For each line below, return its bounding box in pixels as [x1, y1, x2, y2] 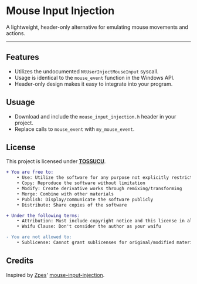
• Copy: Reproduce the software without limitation [16, 180, 145, 186]
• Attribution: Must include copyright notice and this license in [16, 218, 185, 224]
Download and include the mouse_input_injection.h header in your [14, 113, 176, 120]
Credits [6, 256, 34, 266]
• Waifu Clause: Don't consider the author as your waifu [16, 224, 161, 229]
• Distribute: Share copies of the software [16, 202, 127, 208]
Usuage [6, 97, 35, 107]
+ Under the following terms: [6, 212, 80, 218]
